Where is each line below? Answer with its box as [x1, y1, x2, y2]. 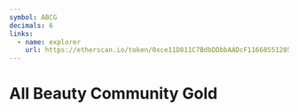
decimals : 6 [9, 21, 53, 30]
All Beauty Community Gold [9, 84, 218, 104]
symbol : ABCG [9, 12, 58, 22]
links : [9, 29, 34, 38]
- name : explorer [17, 37, 82, 47]
